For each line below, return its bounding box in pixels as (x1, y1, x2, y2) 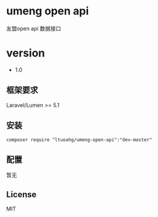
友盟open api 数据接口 (6, 25, 62, 32)
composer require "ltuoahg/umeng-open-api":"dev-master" (6, 136, 153, 142)
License (6, 189, 37, 200)
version (6, 46, 45, 60)
